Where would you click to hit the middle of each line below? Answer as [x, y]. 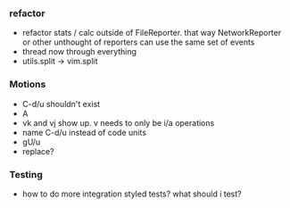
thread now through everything [79, 52]
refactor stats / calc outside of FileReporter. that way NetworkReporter [152, 33]
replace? [38, 151]
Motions [28, 85]
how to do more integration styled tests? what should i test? [132, 194]
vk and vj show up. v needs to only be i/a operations [118, 122]
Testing [26, 174]
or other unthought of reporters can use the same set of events [138, 42]
